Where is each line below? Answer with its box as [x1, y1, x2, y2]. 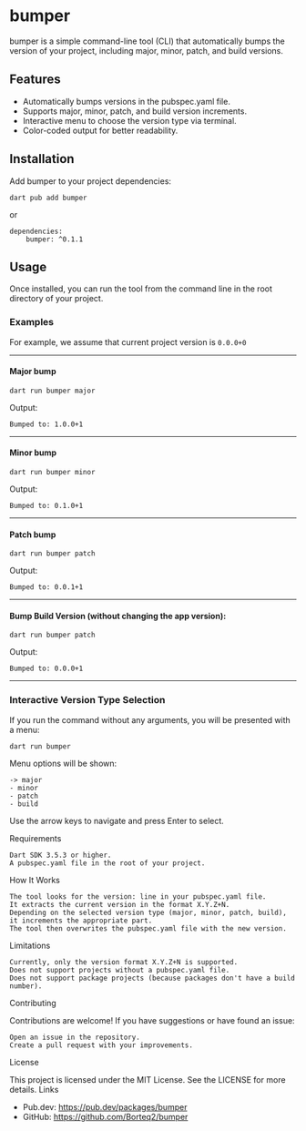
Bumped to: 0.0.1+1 [9, 583, 84, 592]
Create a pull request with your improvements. [9, 1040, 194, 1050]
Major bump [9, 366, 56, 377]
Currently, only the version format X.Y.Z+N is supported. [9, 957, 239, 966]
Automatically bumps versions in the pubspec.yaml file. [22, 96, 230, 107]
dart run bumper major [9, 386, 96, 395]
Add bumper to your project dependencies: [9, 175, 171, 187]
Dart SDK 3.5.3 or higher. [9, 851, 112, 860]
